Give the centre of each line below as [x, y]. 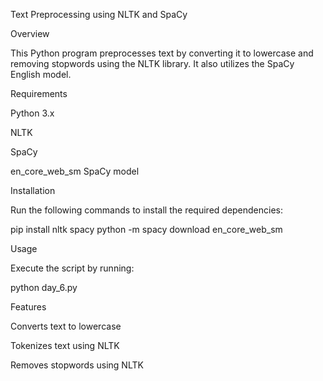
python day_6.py [44, 287]
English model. [41, 74]
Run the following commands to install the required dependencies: [147, 210]
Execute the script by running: [72, 268]
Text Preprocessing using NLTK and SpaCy [99, 14]
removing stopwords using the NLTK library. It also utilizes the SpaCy [152, 63]
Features [28, 307]
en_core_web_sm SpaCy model [75, 171]
